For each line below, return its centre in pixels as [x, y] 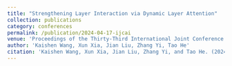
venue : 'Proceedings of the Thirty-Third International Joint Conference [116, 39]
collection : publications [44, 20]
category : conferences [40, 26]
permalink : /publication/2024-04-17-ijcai [69, 33]
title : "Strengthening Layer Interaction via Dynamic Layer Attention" [112, 13]
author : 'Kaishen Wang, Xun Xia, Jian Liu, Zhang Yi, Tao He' [98, 45]
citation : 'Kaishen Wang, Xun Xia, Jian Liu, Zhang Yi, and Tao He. [108, 52]
